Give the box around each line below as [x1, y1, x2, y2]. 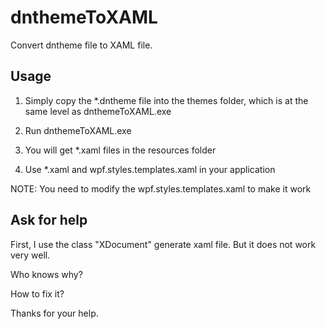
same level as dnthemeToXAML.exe [24, 105, 172, 117]
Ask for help [10, 212, 88, 229]
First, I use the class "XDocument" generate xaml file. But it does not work [10, 238, 317, 250]
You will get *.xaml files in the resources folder [24, 144, 217, 156]
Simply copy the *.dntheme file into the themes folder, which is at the [24, 94, 309, 106]
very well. [10, 249, 51, 261]
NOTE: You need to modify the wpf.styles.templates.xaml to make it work [10, 182, 312, 195]
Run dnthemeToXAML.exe [24, 124, 132, 136]
